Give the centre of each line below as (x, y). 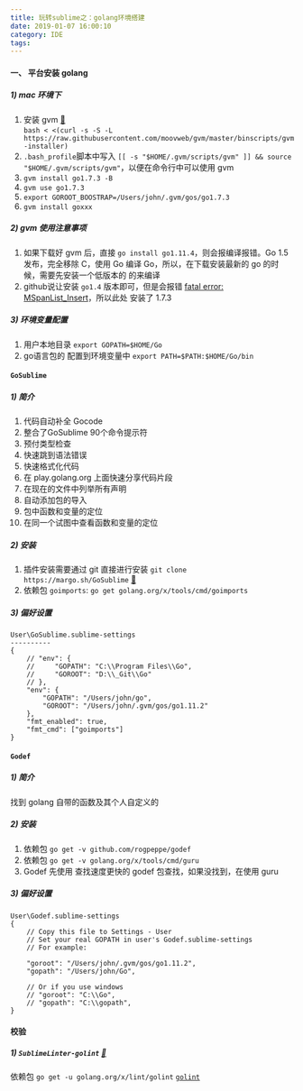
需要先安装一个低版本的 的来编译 (100, 275)
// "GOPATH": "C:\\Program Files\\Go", (110, 667)
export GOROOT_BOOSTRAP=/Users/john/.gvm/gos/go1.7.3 (126, 197)
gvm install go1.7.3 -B (68, 178)
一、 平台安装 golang (49, 72)
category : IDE (37, 34)
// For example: (57, 948)
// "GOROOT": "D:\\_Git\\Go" (89, 674)
